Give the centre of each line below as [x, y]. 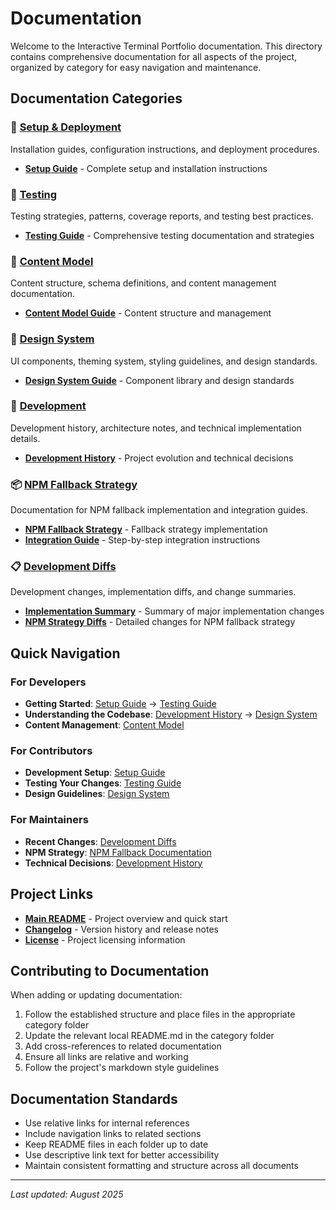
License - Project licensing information [105, 939]
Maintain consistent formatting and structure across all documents [161, 1166]
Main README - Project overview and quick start [126, 918]
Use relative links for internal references [107, 1123]
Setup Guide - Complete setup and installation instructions [146, 168]
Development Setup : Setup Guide [95, 773]
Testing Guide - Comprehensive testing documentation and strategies [169, 235]
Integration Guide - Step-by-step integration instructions [142, 540]
